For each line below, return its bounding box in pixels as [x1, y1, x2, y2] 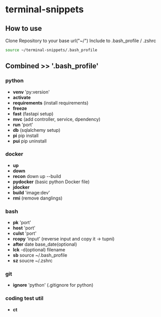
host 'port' [12, 225, 36, 231]
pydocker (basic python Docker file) [12, 179, 90, 185]
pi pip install [12, 132, 39, 138]
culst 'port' [12, 230, 37, 236]
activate [12, 94, 31, 101]
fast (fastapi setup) [12, 110, 54, 116]
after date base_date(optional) [12, 241, 77, 247]
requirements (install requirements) [12, 100, 89, 106]
